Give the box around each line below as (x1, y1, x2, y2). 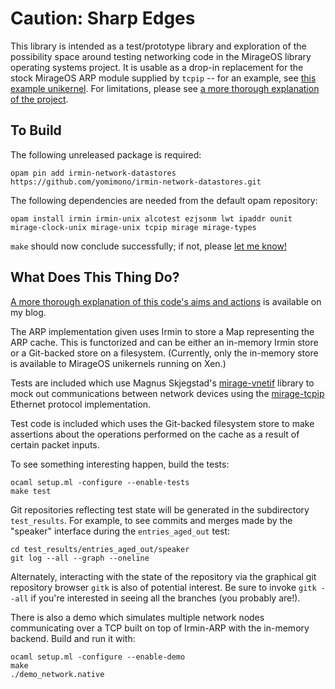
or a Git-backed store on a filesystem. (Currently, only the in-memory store (10, 347, 319, 359)
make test (10, 486, 52, 496)
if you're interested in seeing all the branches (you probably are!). (30, 592, 301, 604)
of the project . (10, 93, 69, 105)
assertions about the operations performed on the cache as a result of (10, 428, 300, 440)
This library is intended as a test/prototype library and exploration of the (10, 40, 307, 52)
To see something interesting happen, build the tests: (10, 458, 230, 470)
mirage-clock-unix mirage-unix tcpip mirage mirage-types (10, 222, 257, 232)
